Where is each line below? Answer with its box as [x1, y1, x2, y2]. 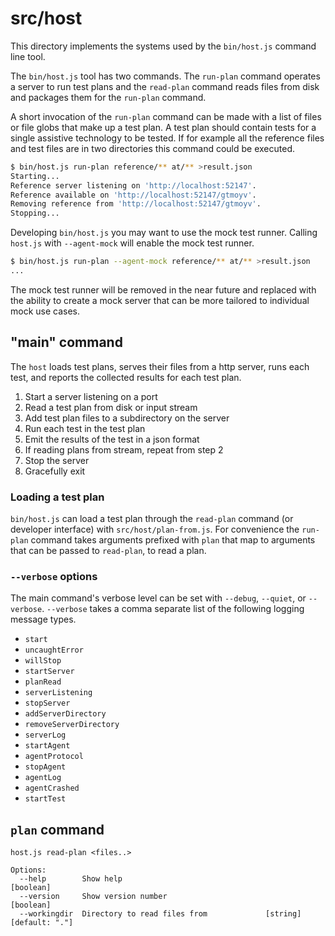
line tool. [10, 50, 46, 62]
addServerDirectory [24, 709, 107, 719]
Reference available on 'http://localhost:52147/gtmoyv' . [10, 190, 257, 200]
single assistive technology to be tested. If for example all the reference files [10, 132, 325, 144]
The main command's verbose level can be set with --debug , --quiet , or [10, 592, 307, 604]
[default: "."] [10, 918, 74, 928]
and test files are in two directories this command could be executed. [10, 142, 296, 154]
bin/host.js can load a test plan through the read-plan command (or [10, 513, 294, 525]
